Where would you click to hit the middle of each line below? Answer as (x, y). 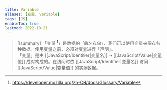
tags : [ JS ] (16, 19)
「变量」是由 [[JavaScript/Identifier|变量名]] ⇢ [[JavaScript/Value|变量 (89, 55)
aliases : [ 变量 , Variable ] (32, 14)
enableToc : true (22, 23)
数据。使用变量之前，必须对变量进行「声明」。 (69, 49)
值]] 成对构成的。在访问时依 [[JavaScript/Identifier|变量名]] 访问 (83, 61)
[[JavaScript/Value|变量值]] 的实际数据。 (59, 68)
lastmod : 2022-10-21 (27, 28)
